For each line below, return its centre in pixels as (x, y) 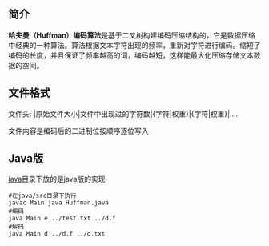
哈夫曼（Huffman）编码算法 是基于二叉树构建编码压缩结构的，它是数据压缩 (132, 35)
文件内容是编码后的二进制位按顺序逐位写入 (78, 131)
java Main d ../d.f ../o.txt (57, 234)
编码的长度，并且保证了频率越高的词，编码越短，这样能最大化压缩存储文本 (131, 55)
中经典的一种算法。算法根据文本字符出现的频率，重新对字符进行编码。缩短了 (134, 45)
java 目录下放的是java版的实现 (57, 179)
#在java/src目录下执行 (42, 196)
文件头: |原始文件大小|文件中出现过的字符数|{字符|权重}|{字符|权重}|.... (123, 114)
